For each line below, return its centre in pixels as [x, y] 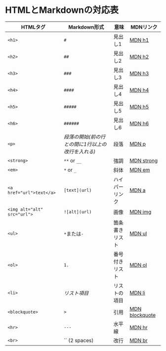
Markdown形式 [86, 27]
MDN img [140, 212]
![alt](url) [78, 212]
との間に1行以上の [85, 144]
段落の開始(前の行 [84, 136]
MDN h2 [139, 56]
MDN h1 [139, 40]
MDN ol [138, 265]
